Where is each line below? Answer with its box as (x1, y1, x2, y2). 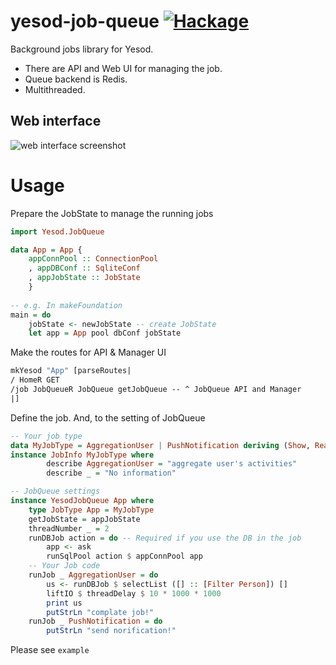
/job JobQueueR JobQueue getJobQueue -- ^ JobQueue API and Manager (10, 385, 302, 395)
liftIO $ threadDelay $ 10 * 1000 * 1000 (46, 588, 222, 599)
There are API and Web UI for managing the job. (24, 62, 223, 74)
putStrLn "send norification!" (46, 626, 177, 636)
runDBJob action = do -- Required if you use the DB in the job (28, 533, 302, 543)
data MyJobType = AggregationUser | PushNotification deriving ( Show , (10, 440, 311, 450)
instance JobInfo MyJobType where (10, 450, 155, 460)
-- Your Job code (28, 561, 101, 571)
